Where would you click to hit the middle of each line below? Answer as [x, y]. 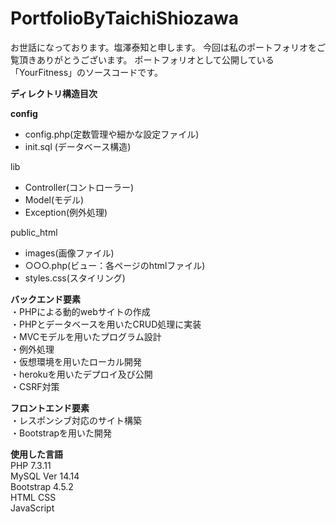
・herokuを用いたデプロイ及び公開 [81, 374]
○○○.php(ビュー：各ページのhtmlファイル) [115, 265]
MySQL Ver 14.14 [45, 476]
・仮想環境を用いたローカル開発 [76, 361]
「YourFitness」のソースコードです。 [86, 72]
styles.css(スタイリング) [75, 278]
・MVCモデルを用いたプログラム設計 [86, 336]
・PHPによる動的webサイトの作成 [80, 311]
